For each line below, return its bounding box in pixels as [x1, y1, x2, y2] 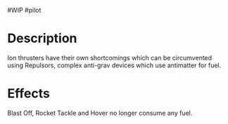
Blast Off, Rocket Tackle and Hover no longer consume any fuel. [7, 109, 193, 117]
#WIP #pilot [7, 6, 42, 14]
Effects [7, 85, 51, 102]
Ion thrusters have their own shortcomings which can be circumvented [7, 53, 213, 62]
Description [7, 31, 77, 46]
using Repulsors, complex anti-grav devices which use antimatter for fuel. [7, 61, 222, 69]
